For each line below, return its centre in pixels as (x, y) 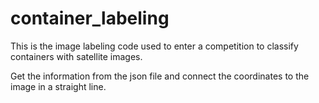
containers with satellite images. (76, 56)
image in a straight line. (58, 86)
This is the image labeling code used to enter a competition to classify (154, 46)
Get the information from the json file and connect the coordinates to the (160, 76)
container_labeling (90, 18)
